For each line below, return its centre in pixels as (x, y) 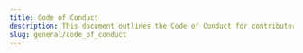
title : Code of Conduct (54, 18)
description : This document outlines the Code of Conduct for (129, 26)
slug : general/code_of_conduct (68, 34)
